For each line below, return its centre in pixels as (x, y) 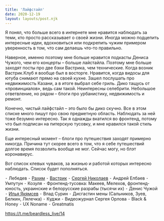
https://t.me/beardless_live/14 (35, 214)
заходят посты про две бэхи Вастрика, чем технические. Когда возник (79, 68)
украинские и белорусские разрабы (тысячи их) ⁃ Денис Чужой (90, 189)
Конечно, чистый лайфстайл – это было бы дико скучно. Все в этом (76, 108)
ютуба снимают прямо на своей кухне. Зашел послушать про (70, 78)
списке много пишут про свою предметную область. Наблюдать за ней (80, 114)
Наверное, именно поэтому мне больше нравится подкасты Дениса (77, 58)
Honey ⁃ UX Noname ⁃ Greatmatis (40, 204)
